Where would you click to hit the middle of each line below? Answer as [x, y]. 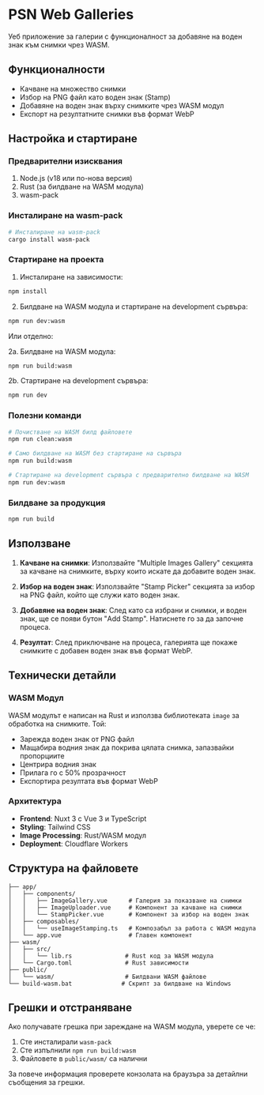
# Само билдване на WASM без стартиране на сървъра [95, 453]
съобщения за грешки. [47, 1082]
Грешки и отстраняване [70, 1008]
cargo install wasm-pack [49, 239]
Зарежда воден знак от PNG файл [77, 739]
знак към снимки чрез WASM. [59, 44]
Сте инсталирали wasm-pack [66, 1042]
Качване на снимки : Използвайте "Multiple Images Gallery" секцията [136, 563]
